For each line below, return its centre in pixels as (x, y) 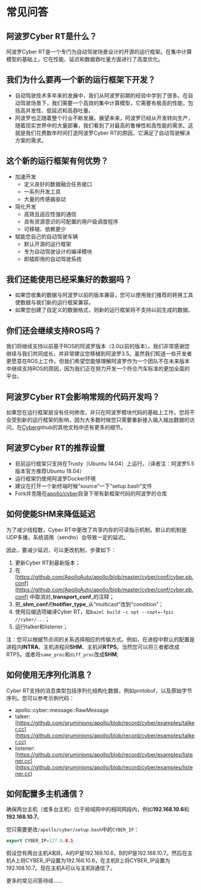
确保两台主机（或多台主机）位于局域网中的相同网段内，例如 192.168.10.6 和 (98, 809)
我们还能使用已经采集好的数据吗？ (69, 280)
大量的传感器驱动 (45, 199)
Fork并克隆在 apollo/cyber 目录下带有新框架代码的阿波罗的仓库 (91, 493)
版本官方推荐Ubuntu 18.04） (50, 471)
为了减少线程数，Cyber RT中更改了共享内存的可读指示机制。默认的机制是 (97, 530)
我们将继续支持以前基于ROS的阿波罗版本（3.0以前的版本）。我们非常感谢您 (98, 346)
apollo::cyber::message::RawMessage (62, 710)
